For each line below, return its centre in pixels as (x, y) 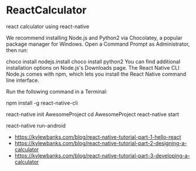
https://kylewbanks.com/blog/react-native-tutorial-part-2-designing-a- (101, 143)
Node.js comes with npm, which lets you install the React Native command (96, 74)
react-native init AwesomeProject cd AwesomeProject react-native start (92, 114)
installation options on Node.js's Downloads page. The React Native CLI (93, 67)
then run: (17, 50)
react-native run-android (36, 125)
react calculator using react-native (48, 26)
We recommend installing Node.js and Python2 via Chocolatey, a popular (94, 37)
